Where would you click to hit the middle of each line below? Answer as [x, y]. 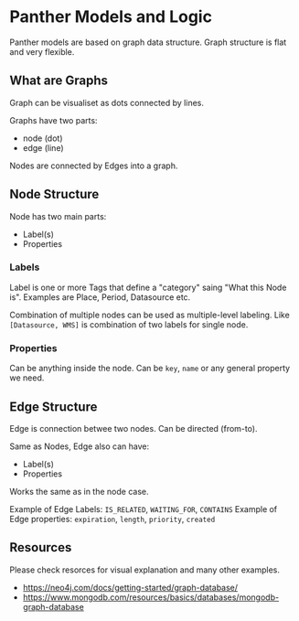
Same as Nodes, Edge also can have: [80, 446]
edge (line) [43, 147]
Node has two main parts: [58, 216]
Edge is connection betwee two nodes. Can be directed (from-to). [133, 428]
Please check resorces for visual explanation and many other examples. [145, 570]
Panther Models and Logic [111, 17]
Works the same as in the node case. [79, 491]
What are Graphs [59, 81]
